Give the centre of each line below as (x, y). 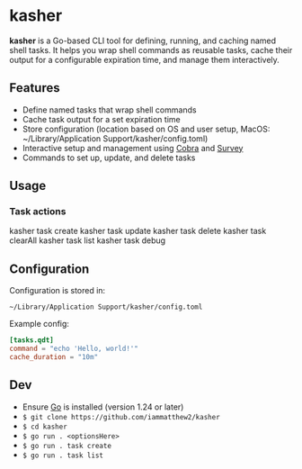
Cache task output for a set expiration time (102, 119)
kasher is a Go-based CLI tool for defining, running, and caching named (143, 41)
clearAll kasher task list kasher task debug (88, 240)
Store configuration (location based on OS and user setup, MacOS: (146, 129)
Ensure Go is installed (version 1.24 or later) (103, 407)
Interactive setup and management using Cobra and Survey (133, 148)
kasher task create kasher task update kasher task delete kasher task (138, 231)
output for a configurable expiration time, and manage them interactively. (145, 59)
